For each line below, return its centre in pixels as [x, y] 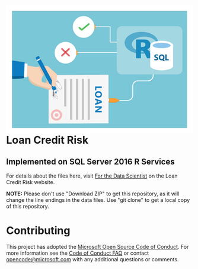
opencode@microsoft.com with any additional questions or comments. [92, 259]
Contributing [38, 230]
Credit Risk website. [31, 182]
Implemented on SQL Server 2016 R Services [90, 162]
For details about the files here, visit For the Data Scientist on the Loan [92, 176]
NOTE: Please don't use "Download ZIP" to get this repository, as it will [93, 194]
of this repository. [28, 207]
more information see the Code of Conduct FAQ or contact [78, 253]
